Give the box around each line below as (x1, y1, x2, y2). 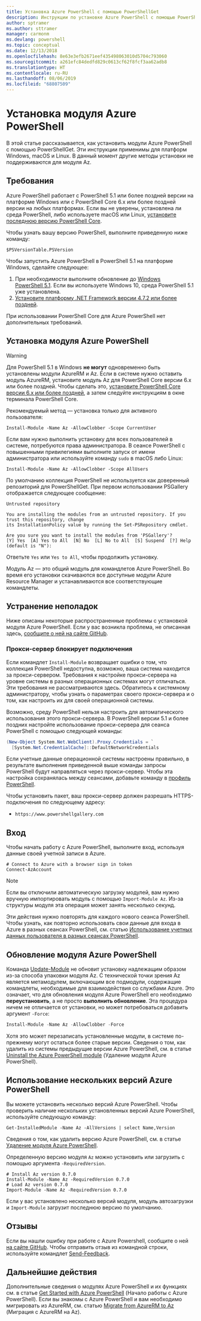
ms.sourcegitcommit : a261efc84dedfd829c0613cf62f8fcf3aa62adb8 (6, 59, 167, 65)
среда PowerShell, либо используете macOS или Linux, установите (6, 211, 176, 218)
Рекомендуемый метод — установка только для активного (6, 407, 157, 414)
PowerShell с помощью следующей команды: (6, 727, 123, 734)
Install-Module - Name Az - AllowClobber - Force (6, 1022, 124, 1028)
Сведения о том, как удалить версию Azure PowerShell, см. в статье (6, 1135, 181, 1143)
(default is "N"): (6, 543, 52, 549)
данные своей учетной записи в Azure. (6, 850, 106, 857)
